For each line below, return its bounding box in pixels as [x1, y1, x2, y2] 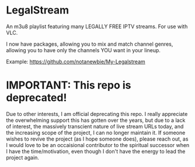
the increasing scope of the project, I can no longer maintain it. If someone [6, 129, 186, 136]
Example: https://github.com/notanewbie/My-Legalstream [6, 58, 146, 65]
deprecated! [6, 91, 67, 104]
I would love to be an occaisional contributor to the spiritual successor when [6, 141, 190, 148]
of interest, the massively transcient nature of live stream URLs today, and [6, 122, 184, 129]
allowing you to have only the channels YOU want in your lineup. [6, 46, 161, 53]
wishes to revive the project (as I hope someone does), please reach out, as [6, 135, 189, 142]
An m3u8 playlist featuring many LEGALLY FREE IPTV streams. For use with [6, 23, 188, 30]
